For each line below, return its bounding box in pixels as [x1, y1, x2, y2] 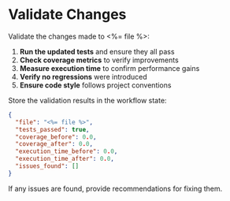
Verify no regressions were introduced [19, 72, 147, 81]
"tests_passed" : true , [15, 125, 90, 133]
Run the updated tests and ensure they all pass [19, 47, 175, 56]
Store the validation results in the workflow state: [8, 95, 167, 105]
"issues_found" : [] [15, 162, 80, 170]
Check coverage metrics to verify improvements [19, 55, 179, 65]
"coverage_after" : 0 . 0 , [15, 140, 93, 148]
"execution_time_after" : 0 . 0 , [15, 155, 114, 163]
